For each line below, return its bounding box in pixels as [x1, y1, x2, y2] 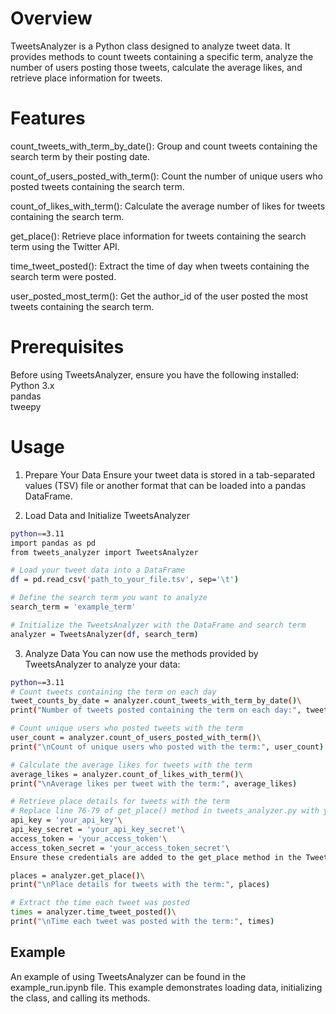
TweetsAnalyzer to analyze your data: [24, 658, 181, 670]
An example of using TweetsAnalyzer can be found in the [10, 970, 247, 982]
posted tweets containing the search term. [10, 180, 185, 192]
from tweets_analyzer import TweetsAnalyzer [10, 547, 199, 557]
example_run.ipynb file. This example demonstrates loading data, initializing [10, 981, 323, 993]
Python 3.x [10, 379, 55, 391]
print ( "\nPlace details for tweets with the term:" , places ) [10, 880, 271, 890]
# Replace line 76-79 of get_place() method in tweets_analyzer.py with [10, 806, 320, 816]
